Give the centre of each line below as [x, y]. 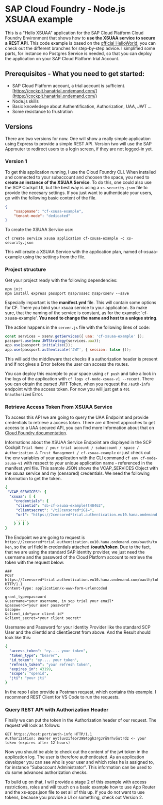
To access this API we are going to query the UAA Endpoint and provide [77, 417]
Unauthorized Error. [24, 394]
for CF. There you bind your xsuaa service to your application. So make [76, 307]
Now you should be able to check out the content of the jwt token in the [77, 752]
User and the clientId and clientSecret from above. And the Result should [78, 632]
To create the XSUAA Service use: [39, 230]
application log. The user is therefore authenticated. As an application [75, 757]
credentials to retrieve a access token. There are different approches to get [80, 423]
